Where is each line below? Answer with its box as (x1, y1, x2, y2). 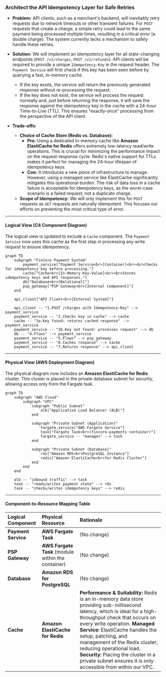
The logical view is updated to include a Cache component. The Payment (5, 233, 150, 239)
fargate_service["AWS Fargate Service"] (40, 425, 125, 430)
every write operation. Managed (80, 620, 155, 627)
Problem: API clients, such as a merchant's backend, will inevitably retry (12, 15, 160, 21)
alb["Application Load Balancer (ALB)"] (40, 408, 125, 413)
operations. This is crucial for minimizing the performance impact (27, 148, 160, 155)
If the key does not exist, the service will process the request (19, 92, 144, 98)
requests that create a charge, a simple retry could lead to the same (12, 26, 151, 32)
